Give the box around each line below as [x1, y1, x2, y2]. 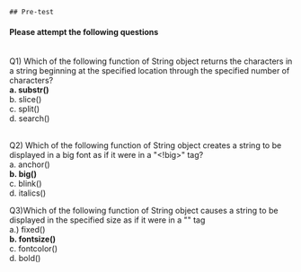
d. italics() [9, 188, 47, 198]
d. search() [9, 113, 50, 124]
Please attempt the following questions [9, 26, 159, 37]
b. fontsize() [9, 233, 57, 245]
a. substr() [9, 84, 49, 95]
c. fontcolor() [9, 243, 58, 254]
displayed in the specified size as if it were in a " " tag [9, 215, 206, 225]
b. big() [9, 169, 38, 180]
